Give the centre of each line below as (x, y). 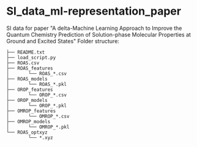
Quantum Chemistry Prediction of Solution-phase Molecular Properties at (99, 34)
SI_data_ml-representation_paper (94, 11)
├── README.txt (26, 52)
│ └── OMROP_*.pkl (38, 127)
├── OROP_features (30, 90)
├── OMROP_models (28, 121)
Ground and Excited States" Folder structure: (63, 41)
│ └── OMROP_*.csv (38, 116)
